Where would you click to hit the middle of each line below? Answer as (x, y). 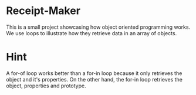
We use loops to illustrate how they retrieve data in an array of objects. (92, 33)
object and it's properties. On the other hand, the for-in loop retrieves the (94, 79)
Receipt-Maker (43, 11)
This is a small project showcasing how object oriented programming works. (98, 27)
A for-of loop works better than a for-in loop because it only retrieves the (94, 73)
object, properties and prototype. (46, 86)
